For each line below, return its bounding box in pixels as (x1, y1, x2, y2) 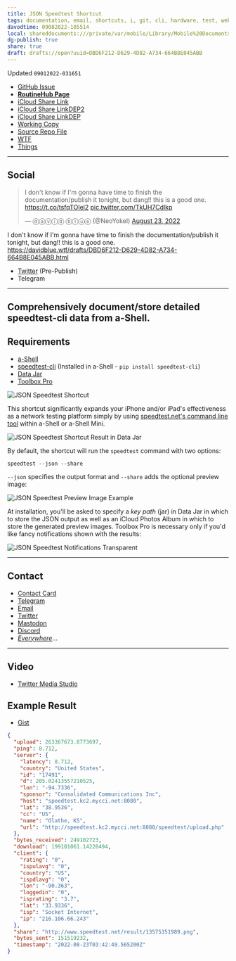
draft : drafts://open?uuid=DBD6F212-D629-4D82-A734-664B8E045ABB (7, 50, 202, 57)
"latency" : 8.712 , (20, 758, 74, 765)
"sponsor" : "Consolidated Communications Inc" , (20, 791, 162, 798)
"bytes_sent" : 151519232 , (13, 935, 90, 942)
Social (7, 170, 35, 182)
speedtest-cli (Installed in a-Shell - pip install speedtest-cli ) (17, 362, 201, 370)
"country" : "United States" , (20, 765, 105, 772)
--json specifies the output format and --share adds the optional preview (7, 472, 220, 480)
